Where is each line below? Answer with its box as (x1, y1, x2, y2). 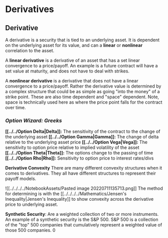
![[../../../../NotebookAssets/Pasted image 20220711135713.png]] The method (5, 185, 163, 192)
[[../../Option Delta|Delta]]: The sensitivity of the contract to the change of (5, 128, 160, 134)
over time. (5, 105, 26, 110)
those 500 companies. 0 (5, 227, 56, 233)
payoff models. (5, 176, 37, 182)
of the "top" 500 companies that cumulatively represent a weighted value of (5, 222, 162, 228)
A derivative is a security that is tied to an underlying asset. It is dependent (5, 37, 159, 43)
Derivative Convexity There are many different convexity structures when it (5, 165, 162, 171)
